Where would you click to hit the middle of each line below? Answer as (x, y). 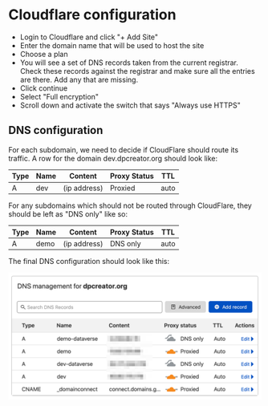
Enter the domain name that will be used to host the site (112, 45)
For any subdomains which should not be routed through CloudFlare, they (130, 205)
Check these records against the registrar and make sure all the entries (137, 71)
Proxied (122, 188)
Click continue (44, 88)
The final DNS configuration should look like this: (89, 262)
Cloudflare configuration (92, 15)
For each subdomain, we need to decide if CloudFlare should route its (124, 149)
